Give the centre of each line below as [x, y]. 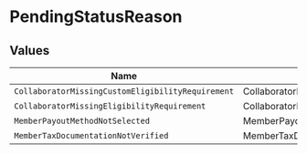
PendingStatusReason [96, 17]
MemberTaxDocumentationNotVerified [91, 135]
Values [30, 51]
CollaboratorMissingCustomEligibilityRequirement [124, 92]
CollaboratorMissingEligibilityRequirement [110, 106]
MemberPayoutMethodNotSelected [82, 121]
